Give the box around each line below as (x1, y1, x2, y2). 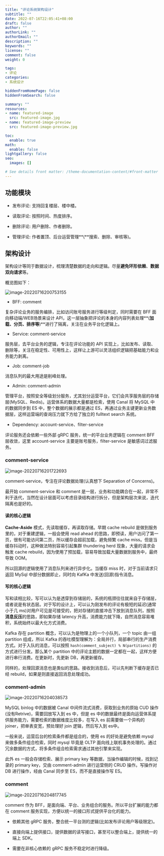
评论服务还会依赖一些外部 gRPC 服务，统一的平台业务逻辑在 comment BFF (5, 432, 155, 438)
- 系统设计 (5, 80, 24, 85)
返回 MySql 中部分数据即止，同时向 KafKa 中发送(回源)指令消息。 (5, 571, 137, 577)
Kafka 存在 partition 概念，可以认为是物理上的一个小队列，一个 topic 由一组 (5, 630, 157, 636)
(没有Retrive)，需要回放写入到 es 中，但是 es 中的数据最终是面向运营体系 (5, 711, 152, 717)
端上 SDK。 (12, 835, 36, 841)
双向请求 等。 (5, 269, 31, 275)
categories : (5, 75, 29, 80)
